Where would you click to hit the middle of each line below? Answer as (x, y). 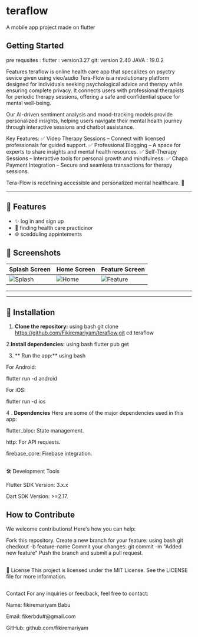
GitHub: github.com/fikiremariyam (47, 628)
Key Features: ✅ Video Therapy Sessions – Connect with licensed (86, 138)
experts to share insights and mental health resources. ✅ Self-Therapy (92, 151)
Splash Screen (30, 269)
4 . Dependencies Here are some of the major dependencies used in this (95, 413)
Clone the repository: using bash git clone (67, 327)
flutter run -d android (32, 379)
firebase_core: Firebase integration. (49, 454)
